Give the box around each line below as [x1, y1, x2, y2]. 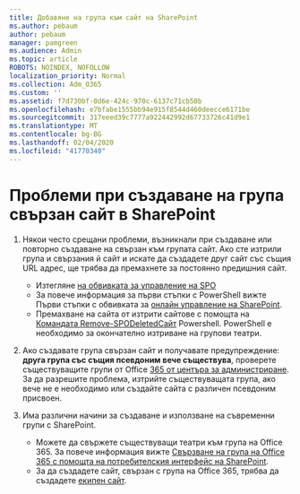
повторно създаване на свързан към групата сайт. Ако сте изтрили [21, 243, 282, 254]
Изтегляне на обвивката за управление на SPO [35, 280, 217, 290]
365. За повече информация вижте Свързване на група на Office [35, 446, 285, 457]
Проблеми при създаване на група [9, 185, 285, 205]
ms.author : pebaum [9, 22, 78, 30]
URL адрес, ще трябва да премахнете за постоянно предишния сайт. [21, 262, 287, 273]
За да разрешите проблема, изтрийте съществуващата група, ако [21, 373, 276, 384]
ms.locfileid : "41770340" [9, 146, 106, 155]
